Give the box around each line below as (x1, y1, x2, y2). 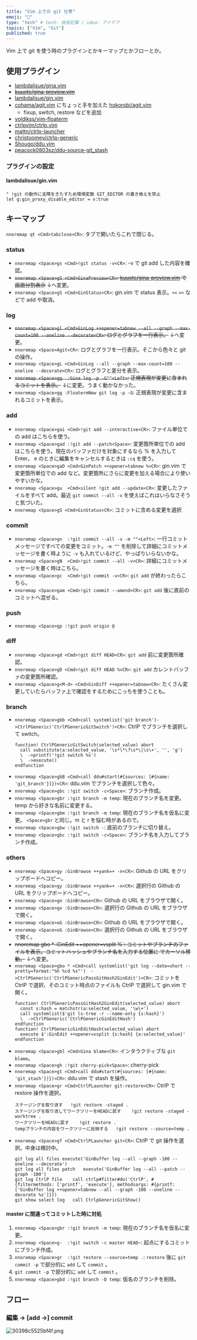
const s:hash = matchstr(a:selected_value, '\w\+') (20, 1006, 149, 1012)
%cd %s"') (62, 969, 86, 974)
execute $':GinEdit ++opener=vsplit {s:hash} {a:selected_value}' (20, 1031, 186, 1037)
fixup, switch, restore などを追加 (23, 109, 102, 116)
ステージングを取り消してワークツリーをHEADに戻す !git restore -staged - (14, 1108, 189, 1115)
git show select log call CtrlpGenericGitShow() (14, 1197, 141, 1203)
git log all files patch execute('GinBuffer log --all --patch (14, 1166, 178, 1172)
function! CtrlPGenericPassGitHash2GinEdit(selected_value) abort (14, 1001, 181, 1007)
